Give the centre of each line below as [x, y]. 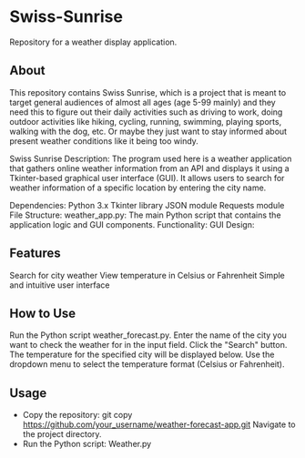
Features [35, 254]
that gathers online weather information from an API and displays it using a [149, 168]
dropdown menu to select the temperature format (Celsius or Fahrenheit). [147, 364]
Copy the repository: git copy [77, 415]
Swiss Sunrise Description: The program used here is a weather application [151, 158]
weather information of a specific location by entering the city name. [138, 188]
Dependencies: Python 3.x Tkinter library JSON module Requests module [147, 205]
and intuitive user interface [60, 285]
